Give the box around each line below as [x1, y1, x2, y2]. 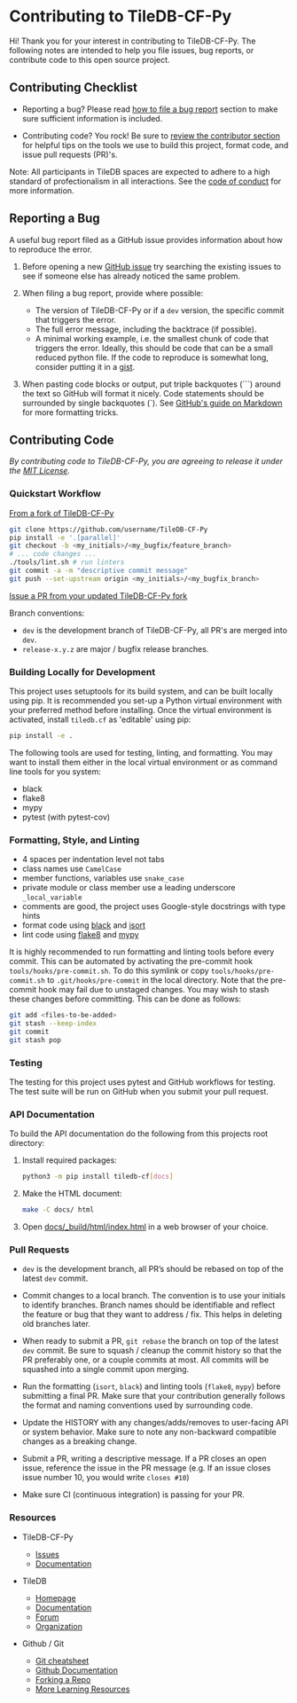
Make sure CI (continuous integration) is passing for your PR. [21, 1489, 246, 1500]
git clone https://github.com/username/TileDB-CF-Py [9, 525, 208, 534]
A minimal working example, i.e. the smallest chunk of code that [35, 333, 269, 343]
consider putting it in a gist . [35, 361, 136, 372]
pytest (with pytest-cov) [21, 812, 111, 822]
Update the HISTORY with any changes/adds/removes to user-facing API [21, 1417, 289, 1428]
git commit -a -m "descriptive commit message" [9, 566, 189, 576]
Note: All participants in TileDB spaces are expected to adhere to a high [9, 166, 270, 177]
